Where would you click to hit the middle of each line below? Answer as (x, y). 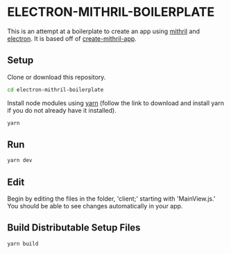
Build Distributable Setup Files (74, 228)
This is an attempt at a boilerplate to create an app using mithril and (103, 31)
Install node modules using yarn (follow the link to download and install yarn (115, 103)
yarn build (23, 244)
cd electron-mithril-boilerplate (55, 90)
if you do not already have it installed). (62, 110)
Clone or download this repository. (57, 77)
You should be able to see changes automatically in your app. (95, 206)
